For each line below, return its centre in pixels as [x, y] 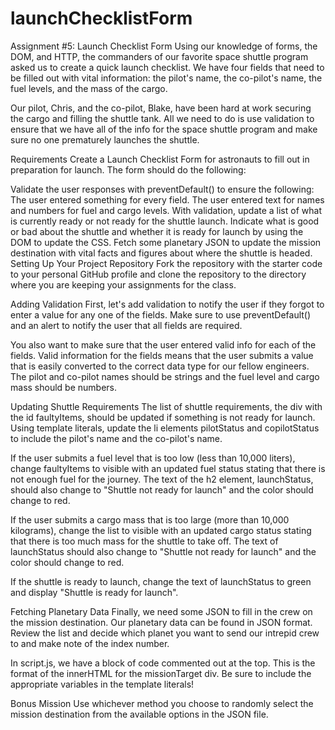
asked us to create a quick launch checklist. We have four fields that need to [167, 67]
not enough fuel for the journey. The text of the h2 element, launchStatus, [162, 479]
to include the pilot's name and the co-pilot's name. [116, 438]
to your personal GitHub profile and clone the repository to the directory [158, 274]
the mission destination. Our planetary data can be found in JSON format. [161, 622]
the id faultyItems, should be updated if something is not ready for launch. [163, 417]
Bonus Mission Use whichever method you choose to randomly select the [162, 703]
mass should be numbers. [63, 387]
